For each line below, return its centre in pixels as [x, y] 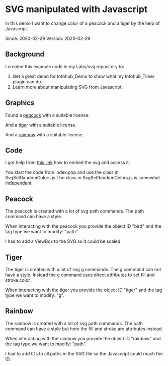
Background [25, 54]
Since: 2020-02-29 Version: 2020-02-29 [48, 38]
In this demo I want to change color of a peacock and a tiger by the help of [82, 23]
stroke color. [18, 280]
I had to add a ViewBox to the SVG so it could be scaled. [63, 241]
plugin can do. [27, 81]
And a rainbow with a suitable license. [45, 134]
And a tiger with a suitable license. [41, 125]
